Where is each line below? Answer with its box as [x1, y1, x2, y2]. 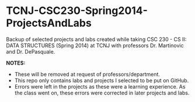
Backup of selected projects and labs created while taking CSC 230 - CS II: [6, 36, 187, 43]
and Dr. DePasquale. [6, 48, 55, 55]
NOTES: [6, 59, 26, 66]
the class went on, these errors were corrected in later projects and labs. [14, 89, 190, 96]
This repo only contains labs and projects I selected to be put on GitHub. [14, 77, 189, 84]
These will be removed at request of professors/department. [14, 71, 161, 78]
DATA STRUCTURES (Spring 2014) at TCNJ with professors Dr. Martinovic [6, 42, 184, 49]
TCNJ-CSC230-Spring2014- [6, 4, 148, 17]
